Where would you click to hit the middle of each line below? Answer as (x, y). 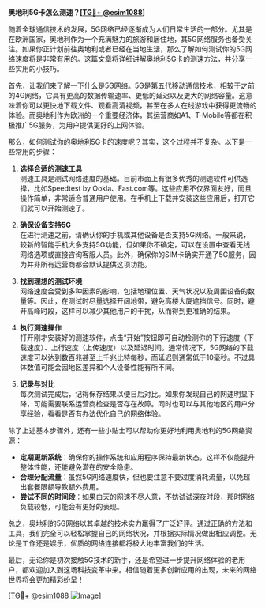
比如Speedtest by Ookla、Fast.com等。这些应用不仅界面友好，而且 (143, 188)
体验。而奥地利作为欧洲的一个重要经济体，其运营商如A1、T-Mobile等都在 (127, 115)
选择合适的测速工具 (51, 168)
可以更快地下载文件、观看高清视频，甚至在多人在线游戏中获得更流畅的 (143, 105)
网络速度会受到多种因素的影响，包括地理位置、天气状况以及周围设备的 (134, 291)
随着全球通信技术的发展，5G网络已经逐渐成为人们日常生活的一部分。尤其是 (130, 29)
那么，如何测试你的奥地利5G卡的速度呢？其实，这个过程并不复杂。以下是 (127, 142)
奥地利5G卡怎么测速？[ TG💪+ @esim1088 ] (77, 12)
